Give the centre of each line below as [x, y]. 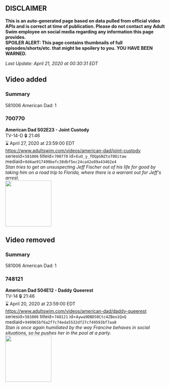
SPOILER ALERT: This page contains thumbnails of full [64, 43]
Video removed [30, 240]
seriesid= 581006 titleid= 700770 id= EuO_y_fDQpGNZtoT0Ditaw [66, 156]
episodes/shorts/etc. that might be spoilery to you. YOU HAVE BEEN [79, 48]
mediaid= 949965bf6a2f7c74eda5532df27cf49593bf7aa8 [61, 322]
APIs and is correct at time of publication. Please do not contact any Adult [85, 26]
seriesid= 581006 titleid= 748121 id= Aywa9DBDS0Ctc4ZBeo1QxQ [66, 316]
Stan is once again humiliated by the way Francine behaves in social [78, 327]
